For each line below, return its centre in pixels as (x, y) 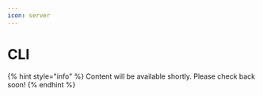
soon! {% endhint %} (42, 84)
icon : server (29, 15)
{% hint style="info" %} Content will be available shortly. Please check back (131, 76)
